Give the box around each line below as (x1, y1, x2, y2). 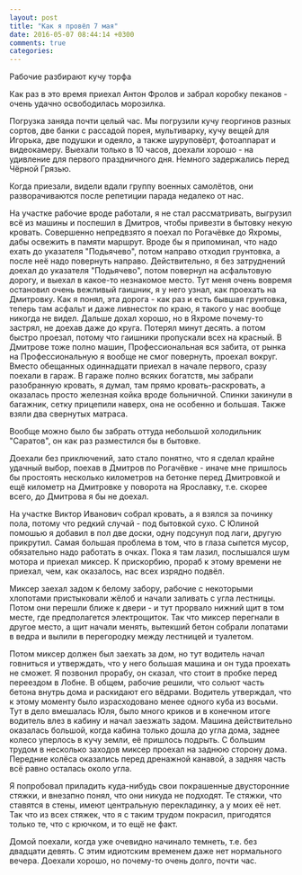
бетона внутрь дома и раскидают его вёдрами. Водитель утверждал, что (9, 687, 292, 698)
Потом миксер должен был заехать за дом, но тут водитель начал (9, 648, 265, 659)
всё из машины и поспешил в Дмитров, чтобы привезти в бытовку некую (9, 218, 293, 228)
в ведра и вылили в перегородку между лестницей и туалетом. (9, 631, 254, 642)
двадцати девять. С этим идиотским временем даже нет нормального (9, 846, 282, 857)
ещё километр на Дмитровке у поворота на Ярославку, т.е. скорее (9, 482, 268, 493)
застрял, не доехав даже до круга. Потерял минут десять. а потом (9, 323, 267, 334)
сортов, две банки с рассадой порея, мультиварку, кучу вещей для (9, 125, 270, 136)
